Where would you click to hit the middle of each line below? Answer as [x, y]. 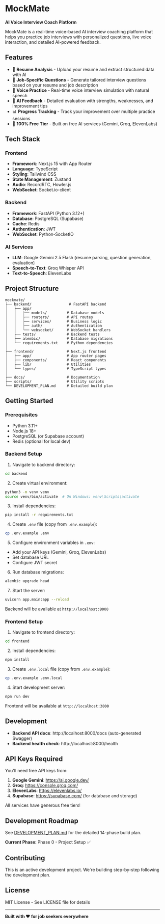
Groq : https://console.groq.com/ [45, 786]
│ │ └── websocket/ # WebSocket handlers [58, 330]
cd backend [16, 474]
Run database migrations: [38, 572]
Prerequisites [21, 415]
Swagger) [22, 738]
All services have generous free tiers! [43, 805]
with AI [19, 75]
